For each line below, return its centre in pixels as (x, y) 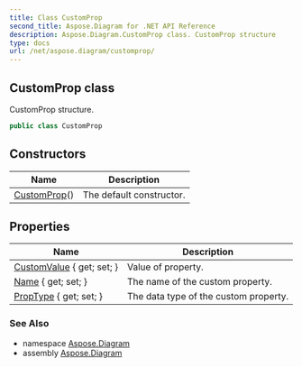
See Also (29, 324)
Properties (40, 227)
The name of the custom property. (200, 282)
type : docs (30, 43)
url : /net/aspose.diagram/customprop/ (82, 51)
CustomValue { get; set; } (66, 267)
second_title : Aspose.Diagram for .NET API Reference (113, 26)
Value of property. (166, 267)
